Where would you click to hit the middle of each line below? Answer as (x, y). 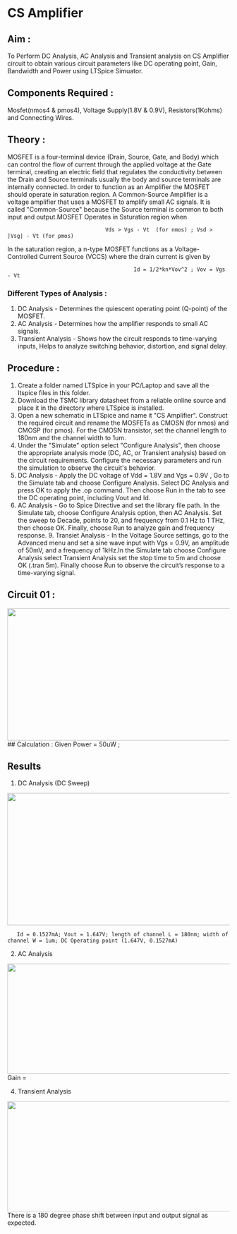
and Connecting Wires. (41, 117)
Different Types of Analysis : (57, 293)
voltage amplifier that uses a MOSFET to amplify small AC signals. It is (109, 202)
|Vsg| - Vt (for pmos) (41, 236)
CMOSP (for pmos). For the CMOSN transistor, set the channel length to (122, 430)
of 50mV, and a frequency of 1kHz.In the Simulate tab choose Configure (122, 550)
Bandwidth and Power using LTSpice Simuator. (75, 71)
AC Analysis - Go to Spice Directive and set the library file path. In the (119, 505)
